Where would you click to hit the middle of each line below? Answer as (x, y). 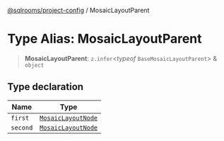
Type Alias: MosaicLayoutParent (105, 39)
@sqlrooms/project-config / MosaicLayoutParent (78, 10)
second (22, 128)
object (34, 65)
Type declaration (45, 87)
